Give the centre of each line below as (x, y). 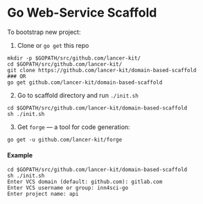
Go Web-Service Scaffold (82, 13)
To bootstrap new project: (44, 32)
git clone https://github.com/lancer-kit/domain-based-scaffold (102, 70)
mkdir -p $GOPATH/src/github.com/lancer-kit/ (74, 58)
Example (20, 155)
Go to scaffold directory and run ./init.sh (78, 95)
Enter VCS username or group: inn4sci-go (68, 188)
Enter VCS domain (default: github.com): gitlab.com (85, 182)
